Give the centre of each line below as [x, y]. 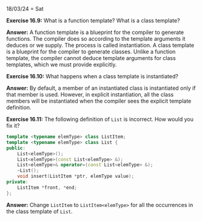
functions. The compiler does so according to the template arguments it [96, 39]
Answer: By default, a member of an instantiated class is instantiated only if [101, 88]
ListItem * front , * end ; [47, 188]
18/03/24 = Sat [25, 9]
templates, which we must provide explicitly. [62, 64]
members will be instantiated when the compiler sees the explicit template [99, 101]
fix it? [13, 126]
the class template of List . [39, 211]
